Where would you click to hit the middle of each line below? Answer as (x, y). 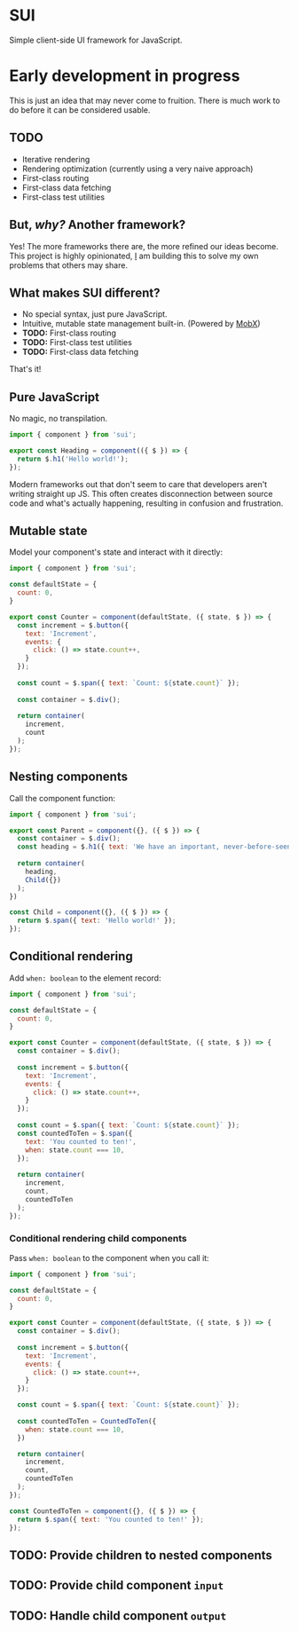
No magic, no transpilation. (59, 419)
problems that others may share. (69, 265)
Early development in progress (125, 76)
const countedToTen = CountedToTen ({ (87, 1421)
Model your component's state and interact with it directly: (116, 552)
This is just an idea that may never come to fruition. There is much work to (145, 100)
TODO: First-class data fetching (80, 352)
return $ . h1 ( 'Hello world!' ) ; (73, 459)
